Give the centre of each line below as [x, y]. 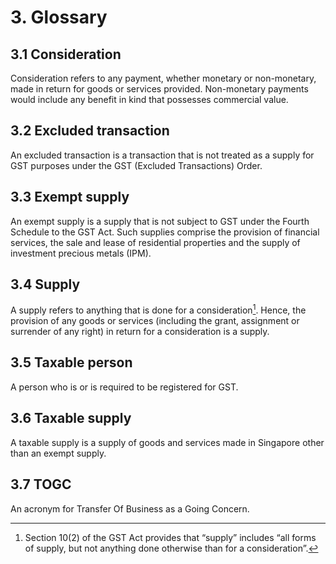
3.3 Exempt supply [70, 197]
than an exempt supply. [58, 453]
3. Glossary [59, 17]
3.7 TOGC [41, 484]
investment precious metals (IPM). [81, 253]
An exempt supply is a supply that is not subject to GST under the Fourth [160, 221]
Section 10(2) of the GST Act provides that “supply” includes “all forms [170, 537]
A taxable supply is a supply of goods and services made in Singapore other [167, 442]
